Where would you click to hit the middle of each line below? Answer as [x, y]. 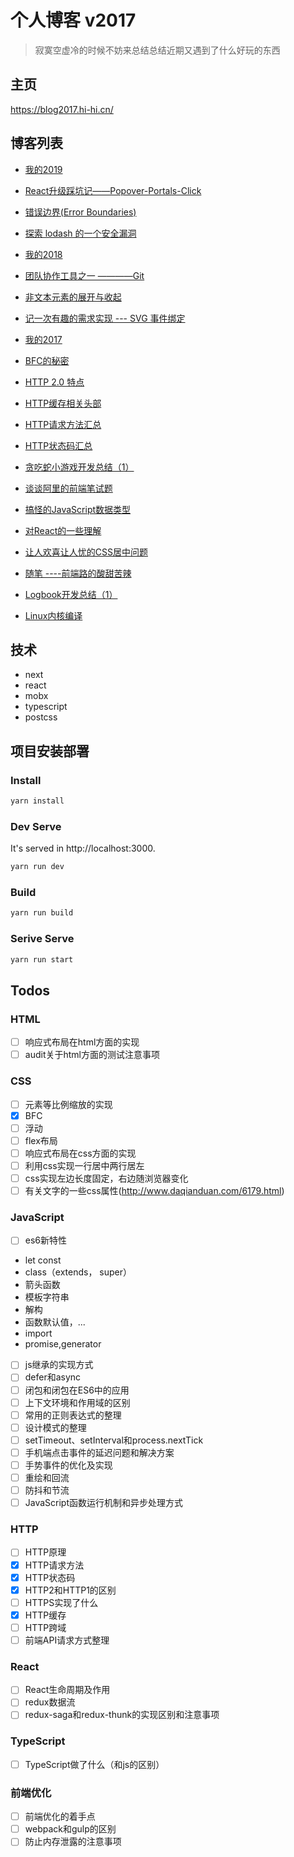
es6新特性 [46, 1240]
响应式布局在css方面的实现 [80, 1153]
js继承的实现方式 [59, 1365]
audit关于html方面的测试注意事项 [92, 1055]
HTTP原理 [45, 1552]
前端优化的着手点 [60, 1817]
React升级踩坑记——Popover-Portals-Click [113, 190]
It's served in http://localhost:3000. [83, 848]
